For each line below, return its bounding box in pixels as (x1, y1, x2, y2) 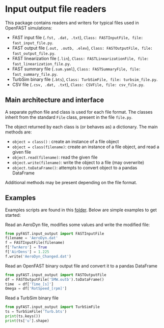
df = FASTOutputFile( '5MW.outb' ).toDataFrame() (5, 277, 105, 282)
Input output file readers (5, 3, 107, 15)
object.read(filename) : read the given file (12, 154, 98, 160)
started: (5, 212, 21, 218)
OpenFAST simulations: (5, 25, 53, 31)
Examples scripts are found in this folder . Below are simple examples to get (5, 207, 157, 213)
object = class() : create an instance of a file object (12, 138, 119, 144)
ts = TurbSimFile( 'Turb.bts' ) (5, 309, 67, 314)
